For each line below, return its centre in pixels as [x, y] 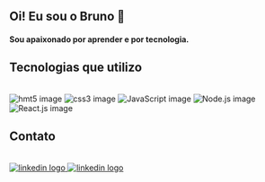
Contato [32, 137]
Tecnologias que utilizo [75, 68]
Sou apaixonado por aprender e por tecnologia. [99, 39]
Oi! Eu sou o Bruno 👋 [67, 17]
